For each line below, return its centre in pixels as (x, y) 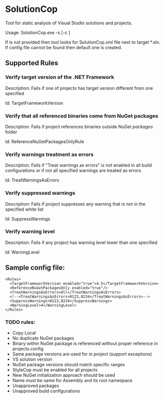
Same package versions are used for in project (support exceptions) (82, 354)
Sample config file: (35, 268)
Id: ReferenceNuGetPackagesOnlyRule (45, 141)
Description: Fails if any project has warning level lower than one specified (81, 242)
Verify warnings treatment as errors (49, 154)
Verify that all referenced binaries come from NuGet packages (82, 116)
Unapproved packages (36, 386)
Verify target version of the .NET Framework (60, 77)
